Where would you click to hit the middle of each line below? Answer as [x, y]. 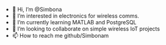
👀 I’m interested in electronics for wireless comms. [75, 16]
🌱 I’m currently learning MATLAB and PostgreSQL [74, 22]
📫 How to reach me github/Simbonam [60, 36]
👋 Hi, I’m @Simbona [37, 9]
